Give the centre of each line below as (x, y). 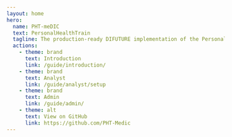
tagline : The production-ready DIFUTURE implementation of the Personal (120, 39)
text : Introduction (53, 59)
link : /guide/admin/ (54, 104)
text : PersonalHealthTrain (52, 33)
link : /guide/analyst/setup (65, 84)
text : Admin (42, 98)
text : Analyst (45, 78)
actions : (25, 46)
